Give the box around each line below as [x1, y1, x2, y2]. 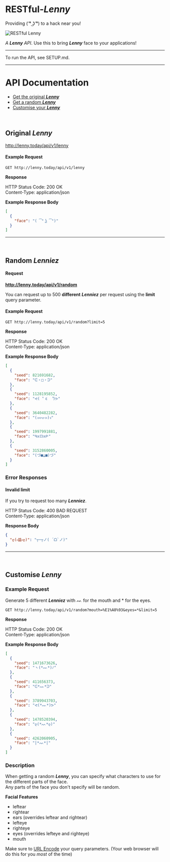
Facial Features [5, 794, 38, 800]
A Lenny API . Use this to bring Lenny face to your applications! [5, 39, 137, 46]
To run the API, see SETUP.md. [5, 54, 70, 60]
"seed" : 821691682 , [14, 373, 56, 378]
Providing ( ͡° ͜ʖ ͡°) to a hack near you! [5, 20, 81, 26]
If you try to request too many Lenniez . [5, 498, 87, 504]
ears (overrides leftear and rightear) [12, 814, 88, 820]
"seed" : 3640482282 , [14, 410, 58, 416]
